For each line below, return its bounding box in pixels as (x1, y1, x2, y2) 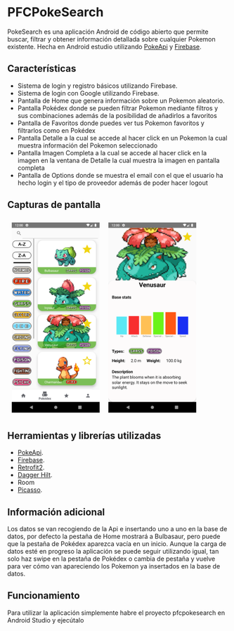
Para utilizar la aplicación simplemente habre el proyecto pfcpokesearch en (7, 609, 226, 617)
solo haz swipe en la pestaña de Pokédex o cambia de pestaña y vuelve (7, 554, 216, 563)
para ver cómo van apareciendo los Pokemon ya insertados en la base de (7, 562, 221, 571)
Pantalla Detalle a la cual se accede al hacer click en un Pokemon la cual (17, 134, 228, 142)
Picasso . (17, 486, 43, 494)
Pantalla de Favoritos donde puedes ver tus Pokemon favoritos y (17, 119, 205, 127)
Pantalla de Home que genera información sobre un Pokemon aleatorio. (17, 96, 225, 105)
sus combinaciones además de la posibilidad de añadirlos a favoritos (17, 111, 218, 119)
